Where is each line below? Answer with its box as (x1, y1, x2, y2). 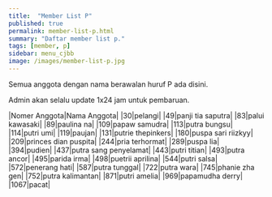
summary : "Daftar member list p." (8, 34, 126, 43)
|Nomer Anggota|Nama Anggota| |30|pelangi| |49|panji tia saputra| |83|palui (8, 110, 265, 120)
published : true (8, 19, 63, 28)
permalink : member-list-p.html (8, 27, 114, 35)
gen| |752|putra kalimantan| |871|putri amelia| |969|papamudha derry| (8, 171, 244, 181)
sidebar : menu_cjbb (8, 49, 75, 58)
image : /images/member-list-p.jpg (8, 58, 126, 66)
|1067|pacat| (8, 179, 51, 189)
